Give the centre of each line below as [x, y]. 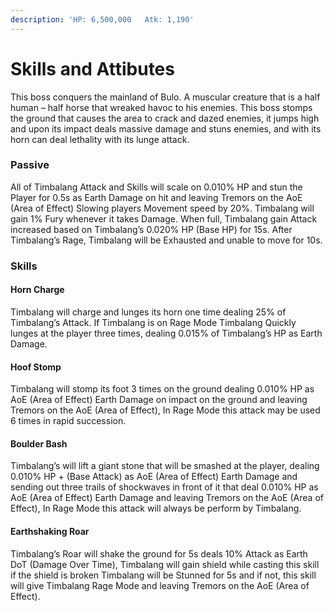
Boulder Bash [39, 443]
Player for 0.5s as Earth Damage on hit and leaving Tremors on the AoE [156, 197]
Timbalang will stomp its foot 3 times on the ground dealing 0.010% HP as [162, 389]
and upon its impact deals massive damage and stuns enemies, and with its [166, 128]
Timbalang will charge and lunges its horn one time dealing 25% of [148, 312]
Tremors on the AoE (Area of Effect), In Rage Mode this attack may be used [165, 410]
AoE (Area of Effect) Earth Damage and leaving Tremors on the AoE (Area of [167, 498]
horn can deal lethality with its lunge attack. [100, 139]
